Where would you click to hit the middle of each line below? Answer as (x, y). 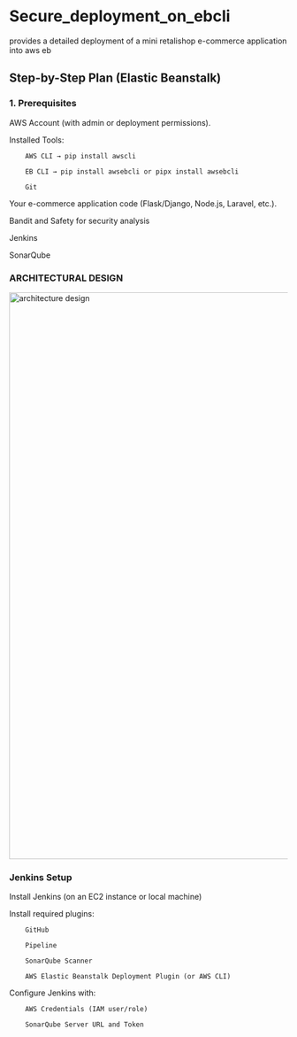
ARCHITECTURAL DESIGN (66, 278)
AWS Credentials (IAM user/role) (87, 1010)
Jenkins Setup (41, 877)
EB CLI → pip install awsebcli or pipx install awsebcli (132, 171)
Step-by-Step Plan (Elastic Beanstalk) (115, 78)
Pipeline (41, 946)
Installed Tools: (37, 140)
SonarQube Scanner (59, 961)
